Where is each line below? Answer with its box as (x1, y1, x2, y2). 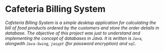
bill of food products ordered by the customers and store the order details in (5, 25, 160, 30)
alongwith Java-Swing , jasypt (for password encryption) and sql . (5, 40, 137, 46)
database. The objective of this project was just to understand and (5, 30, 140, 36)
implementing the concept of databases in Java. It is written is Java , (5, 35, 143, 41)
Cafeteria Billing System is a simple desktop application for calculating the (5, 20, 156, 25)
